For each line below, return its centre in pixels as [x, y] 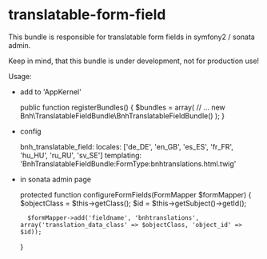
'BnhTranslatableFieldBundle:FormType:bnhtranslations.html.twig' [128, 163]
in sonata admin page [56, 179]
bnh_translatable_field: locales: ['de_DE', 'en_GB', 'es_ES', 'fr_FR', [127, 146]
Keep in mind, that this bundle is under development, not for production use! [134, 61]
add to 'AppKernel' [50, 92]
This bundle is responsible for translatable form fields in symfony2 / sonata [132, 37]
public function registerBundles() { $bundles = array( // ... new [122, 107]
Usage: [20, 76]
